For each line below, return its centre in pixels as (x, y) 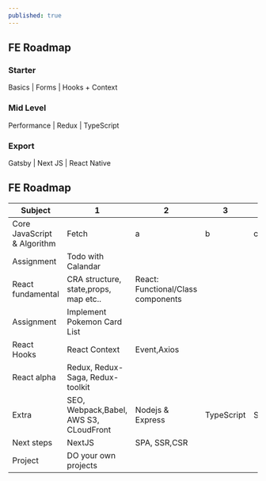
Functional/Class (166, 288)
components (158, 299)
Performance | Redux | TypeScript (64, 125)
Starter (22, 70)
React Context (93, 349)
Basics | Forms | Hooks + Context (63, 87)
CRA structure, (94, 279)
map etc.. (84, 299)
